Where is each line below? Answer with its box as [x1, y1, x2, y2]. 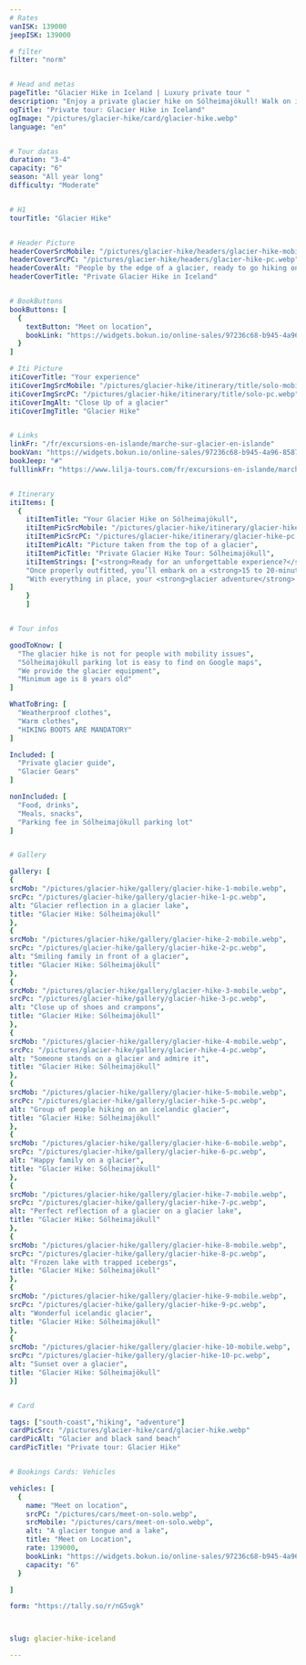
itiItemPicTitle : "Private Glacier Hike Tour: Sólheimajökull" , [25, 549, 275, 558]
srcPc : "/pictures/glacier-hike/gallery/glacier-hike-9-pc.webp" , [9, 1300, 267, 1309]
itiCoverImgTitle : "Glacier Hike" [9, 406, 141, 416]
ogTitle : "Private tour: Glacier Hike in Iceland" [9, 105, 206, 114]
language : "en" [9, 122, 67, 132]
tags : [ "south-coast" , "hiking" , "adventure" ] [9, 1417, 185, 1427]
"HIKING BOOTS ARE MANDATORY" [17, 725, 132, 734]
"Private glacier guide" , [17, 759, 117, 768]
